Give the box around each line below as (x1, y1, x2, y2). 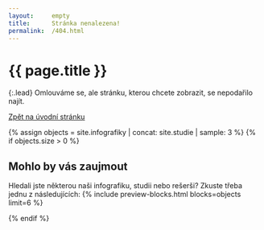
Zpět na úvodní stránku (8, 112, 85, 121)
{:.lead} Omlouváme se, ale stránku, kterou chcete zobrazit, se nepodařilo (8, 88, 254, 97)
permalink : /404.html (8, 27, 85, 35)
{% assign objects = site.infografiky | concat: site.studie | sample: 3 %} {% (8, 128, 256, 138)
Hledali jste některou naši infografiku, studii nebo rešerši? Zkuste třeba (8, 181, 243, 191)
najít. (8, 97, 25, 106)
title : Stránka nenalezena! (8, 19, 121, 27)
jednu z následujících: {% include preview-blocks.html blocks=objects (8, 190, 241, 199)
